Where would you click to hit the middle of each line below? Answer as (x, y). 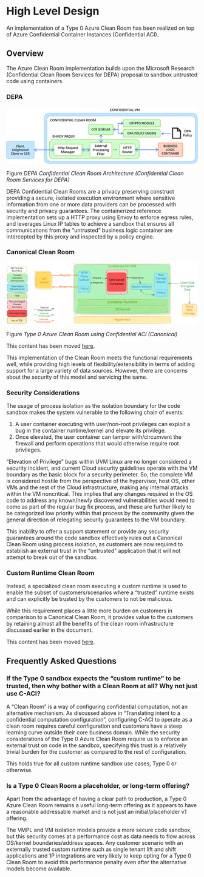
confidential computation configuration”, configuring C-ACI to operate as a (99, 719)
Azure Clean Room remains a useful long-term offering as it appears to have (102, 805)
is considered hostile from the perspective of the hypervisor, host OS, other (101, 481)
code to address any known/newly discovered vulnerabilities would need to (101, 500)
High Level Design (53, 11)
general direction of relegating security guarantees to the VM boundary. (96, 520)
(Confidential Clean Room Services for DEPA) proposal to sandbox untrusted (102, 75)
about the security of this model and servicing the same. (77, 377)
